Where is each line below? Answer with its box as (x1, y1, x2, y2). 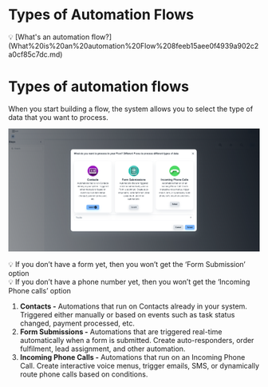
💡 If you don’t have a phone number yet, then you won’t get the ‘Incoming (8, 277, 250, 286)
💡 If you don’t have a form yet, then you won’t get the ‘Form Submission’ (8, 259, 246, 269)
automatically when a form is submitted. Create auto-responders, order (19, 335, 254, 345)
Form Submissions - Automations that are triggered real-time (19, 326, 223, 337)
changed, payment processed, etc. (19, 318, 136, 328)
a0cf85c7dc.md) (8, 50, 63, 59)
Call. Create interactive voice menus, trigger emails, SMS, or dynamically (19, 361, 260, 370)
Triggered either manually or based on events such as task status (19, 309, 235, 319)
